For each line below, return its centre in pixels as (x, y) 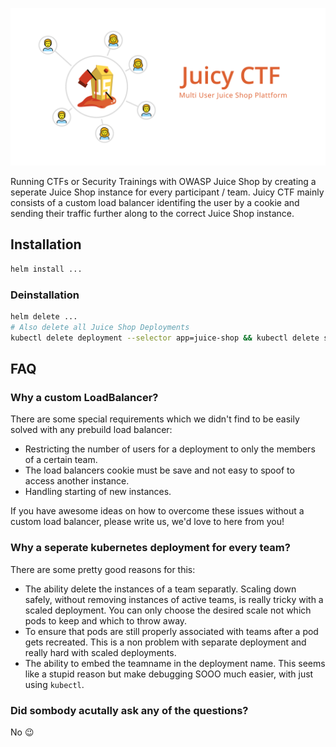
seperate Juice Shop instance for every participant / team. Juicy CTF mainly (167, 192)
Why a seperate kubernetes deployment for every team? (150, 548)
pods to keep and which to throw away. (106, 620)
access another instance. (77, 481)
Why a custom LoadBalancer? (84, 397)
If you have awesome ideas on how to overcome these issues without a (157, 511)
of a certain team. (61, 460)
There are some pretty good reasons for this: (103, 569)
